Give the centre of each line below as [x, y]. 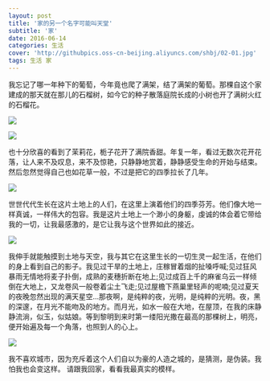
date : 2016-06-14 [37, 38]
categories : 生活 [36, 46]
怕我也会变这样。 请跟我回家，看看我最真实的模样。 [94, 369]
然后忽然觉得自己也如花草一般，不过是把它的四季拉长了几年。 [110, 172]
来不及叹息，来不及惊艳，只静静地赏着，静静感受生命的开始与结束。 [149, 162]
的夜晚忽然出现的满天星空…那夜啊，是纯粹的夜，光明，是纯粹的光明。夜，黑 [135, 296]
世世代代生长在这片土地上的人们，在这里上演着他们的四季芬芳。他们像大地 [131, 204]
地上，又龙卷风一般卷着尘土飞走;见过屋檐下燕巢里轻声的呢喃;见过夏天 [144, 286]
